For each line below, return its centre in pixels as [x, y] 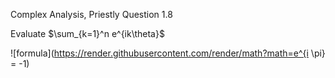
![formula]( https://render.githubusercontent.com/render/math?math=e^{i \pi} [168, 53]
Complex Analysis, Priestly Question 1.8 [91, 14]
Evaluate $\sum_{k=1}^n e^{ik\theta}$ [87, 33]
